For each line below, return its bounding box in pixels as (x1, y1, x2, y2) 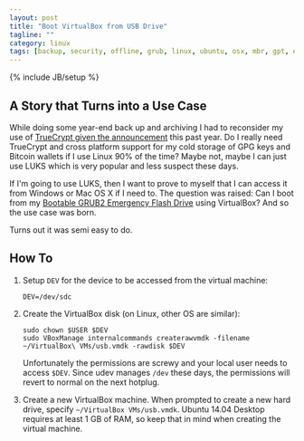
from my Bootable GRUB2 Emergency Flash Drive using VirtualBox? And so (9, 197, 290, 208)
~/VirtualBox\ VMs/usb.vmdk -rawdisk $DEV (22, 341, 185, 350)
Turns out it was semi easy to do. (9, 224, 133, 235)
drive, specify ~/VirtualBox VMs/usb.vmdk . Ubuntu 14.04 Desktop (22, 404, 265, 415)
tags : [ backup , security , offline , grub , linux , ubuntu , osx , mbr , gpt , (9, 47, 290, 56)
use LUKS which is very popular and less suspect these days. (9, 160, 239, 171)
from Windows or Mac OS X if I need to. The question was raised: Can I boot (9, 187, 294, 198)
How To (9, 251, 53, 266)
